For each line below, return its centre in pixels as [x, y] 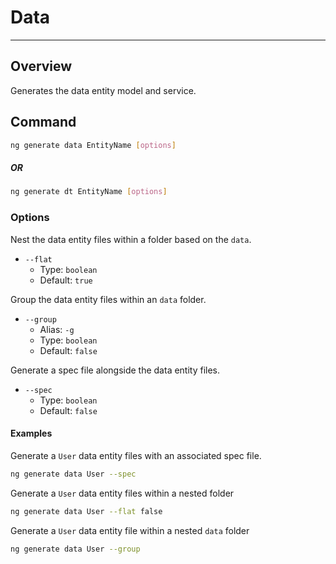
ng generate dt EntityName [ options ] [89, 192]
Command [43, 122]
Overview [41, 66]
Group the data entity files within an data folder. [108, 299]
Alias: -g [57, 329]
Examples [31, 433]
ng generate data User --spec [73, 474]
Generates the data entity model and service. [103, 90]
